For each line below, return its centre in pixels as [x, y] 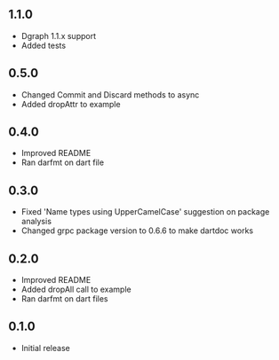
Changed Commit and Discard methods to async [110, 94]
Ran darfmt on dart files [64, 299]
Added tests [44, 45]
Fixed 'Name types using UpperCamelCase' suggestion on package [145, 212]
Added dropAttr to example [71, 104]
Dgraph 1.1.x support [59, 35]
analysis [36, 222]
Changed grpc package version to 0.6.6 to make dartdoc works [137, 231]
